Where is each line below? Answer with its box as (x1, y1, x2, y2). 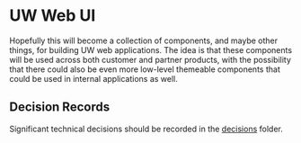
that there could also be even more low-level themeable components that (9, 64, 280, 75)
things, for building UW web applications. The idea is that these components (9, 44, 293, 55)
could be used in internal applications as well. (9, 73, 178, 84)
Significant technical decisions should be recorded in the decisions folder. (9, 123, 283, 134)
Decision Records (9, 100, 111, 115)
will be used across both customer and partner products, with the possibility (9, 54, 292, 65)
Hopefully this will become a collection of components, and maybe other (9, 35, 279, 46)
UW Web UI (9, 5, 96, 26)
